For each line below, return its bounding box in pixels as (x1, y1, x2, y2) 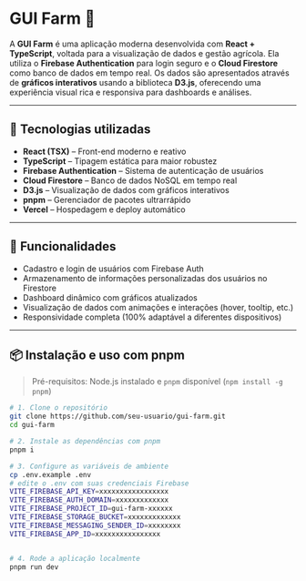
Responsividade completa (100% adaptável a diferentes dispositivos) (22, 311, 282, 322)
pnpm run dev (9, 562, 59, 572)
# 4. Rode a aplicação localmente (9, 554, 141, 563)
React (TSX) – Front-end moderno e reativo (22, 146, 187, 157)
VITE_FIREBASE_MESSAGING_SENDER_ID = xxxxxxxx (9, 521, 181, 530)
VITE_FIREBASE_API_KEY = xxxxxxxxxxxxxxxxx (9, 487, 169, 496)
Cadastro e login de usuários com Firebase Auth (22, 263, 205, 274)
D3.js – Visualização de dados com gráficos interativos (22, 184, 229, 195)
